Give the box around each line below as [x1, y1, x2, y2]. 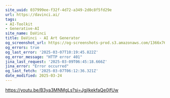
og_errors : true [5, 45, 39, 50]
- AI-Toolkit [5, 21, 33, 27]
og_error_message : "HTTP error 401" [5, 54, 82, 60]
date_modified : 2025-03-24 [5, 73, 62, 78]
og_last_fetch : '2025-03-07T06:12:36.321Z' [5, 69, 99, 74]
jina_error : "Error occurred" [5, 64, 69, 69]
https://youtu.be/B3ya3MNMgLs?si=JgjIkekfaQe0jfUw [5, 87, 119, 93]
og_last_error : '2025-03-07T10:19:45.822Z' [5, 50, 99, 55]
